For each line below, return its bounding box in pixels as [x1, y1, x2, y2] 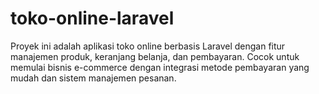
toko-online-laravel [10, 7, 175, 30]
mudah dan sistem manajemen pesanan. [10, 72, 177, 84]
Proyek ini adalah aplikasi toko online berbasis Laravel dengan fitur [10, 40, 286, 52]
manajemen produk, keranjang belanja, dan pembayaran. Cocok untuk [10, 50, 300, 62]
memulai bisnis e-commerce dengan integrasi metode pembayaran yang [10, 61, 310, 73]
